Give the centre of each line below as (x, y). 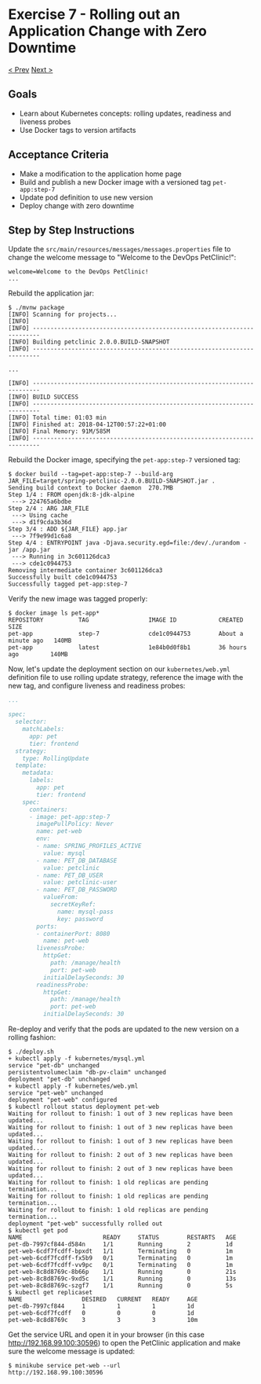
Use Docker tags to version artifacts (78, 130)
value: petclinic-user (80, 883)
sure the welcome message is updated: (72, 1351)
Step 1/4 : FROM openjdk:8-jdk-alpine (71, 495)
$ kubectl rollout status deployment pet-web (83, 1107)
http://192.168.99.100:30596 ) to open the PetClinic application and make (124, 1343)
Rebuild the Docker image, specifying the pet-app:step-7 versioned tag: (124, 460)
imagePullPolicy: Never (75, 824)
